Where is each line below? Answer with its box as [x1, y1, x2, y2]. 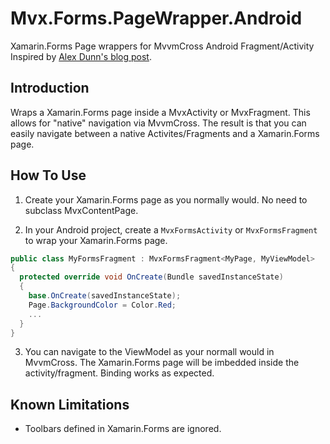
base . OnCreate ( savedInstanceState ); [28, 291, 182, 301]
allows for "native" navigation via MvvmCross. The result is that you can [10, 117, 307, 129]
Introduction [10, 80, 90, 97]
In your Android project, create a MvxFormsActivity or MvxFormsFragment [24, 223, 318, 236]
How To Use [10, 167, 87, 184]
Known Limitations [10, 396, 130, 413]
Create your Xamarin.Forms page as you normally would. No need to [24, 193, 308, 206]
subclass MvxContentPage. [24, 204, 139, 216]
